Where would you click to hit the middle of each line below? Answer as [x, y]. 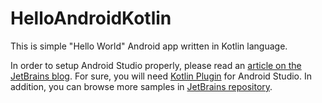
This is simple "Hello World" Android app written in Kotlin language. [149, 46]
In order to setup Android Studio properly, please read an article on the [156, 65]
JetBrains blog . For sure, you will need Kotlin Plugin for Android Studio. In [161, 76]
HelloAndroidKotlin [91, 18]
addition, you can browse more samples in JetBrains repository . [141, 86]
